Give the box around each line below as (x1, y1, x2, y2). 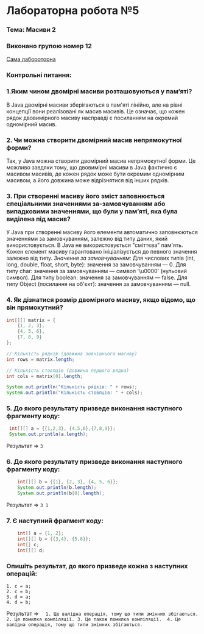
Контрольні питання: (6, 71, 72, 79)
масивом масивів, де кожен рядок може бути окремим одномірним (6, 170, 185, 177)
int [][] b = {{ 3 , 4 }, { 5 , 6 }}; (17, 536, 91, 543)
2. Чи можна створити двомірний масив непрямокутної (6, 135, 182, 144)
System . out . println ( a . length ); (9, 431, 88, 438)
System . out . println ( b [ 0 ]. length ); (17, 490, 105, 497)
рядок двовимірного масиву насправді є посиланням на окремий (6, 114, 178, 121)
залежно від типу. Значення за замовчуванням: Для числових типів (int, (6, 254, 195, 262)
